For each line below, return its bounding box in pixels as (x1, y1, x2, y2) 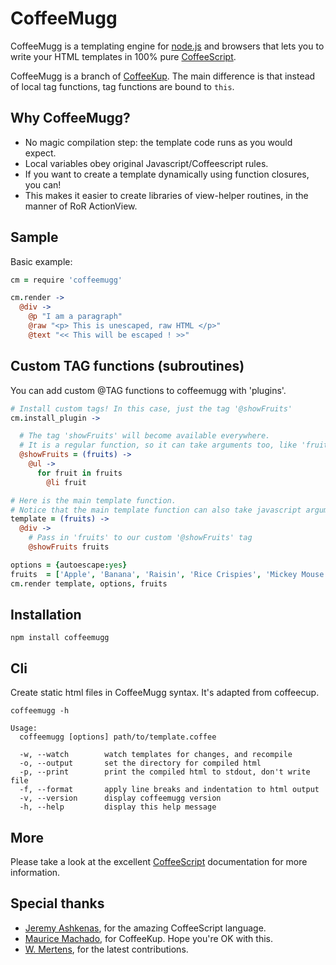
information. (10, 866, 61, 878)
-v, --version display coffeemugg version (19, 793, 222, 804)
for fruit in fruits (36, 468, 123, 478)
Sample (10, 229, 59, 246)
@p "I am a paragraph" (28, 312, 123, 322)
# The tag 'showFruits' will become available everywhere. (19, 431, 271, 441)
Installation (10, 606, 82, 623)
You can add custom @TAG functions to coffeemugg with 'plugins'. (10, 384, 287, 396)
